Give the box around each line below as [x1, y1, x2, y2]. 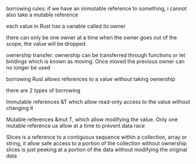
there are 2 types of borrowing [6, 87, 81, 93]
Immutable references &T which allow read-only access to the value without [6, 98, 190, 105]
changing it [6, 105, 34, 111]
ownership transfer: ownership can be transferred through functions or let [6, 52, 185, 58]
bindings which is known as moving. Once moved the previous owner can [6, 58, 185, 65]
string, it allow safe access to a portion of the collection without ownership [6, 140, 187, 146]
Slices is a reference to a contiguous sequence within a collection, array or [6, 133, 187, 140]
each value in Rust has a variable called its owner [6, 23, 126, 29]
